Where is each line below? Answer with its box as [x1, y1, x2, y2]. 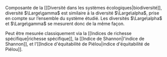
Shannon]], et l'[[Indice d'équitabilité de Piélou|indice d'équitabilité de [5, 41, 150, 47]
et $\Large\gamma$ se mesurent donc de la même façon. [5, 20, 125, 26]
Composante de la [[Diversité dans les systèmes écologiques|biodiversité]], [5, 5, 162, 10]
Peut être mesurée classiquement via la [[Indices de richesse [5, 30, 132, 36]
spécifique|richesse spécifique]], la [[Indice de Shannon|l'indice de [5, 35, 145, 41]
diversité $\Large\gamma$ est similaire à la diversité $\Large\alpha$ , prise [5, 10, 159, 16]
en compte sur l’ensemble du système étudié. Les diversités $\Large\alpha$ [5, 15, 162, 21]
